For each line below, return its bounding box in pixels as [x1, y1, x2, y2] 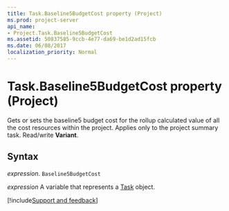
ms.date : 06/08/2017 [7, 42, 67, 49]
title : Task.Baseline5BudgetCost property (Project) [7, 10, 163, 17]
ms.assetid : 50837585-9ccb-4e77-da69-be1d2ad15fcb [7, 36, 156, 43]
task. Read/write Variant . [7, 131, 79, 139]
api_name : [7, 23, 36, 30]
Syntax [7, 151, 39, 163]
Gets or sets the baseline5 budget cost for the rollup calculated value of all [7, 116, 220, 125]
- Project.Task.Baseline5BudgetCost [7, 29, 113, 37]
